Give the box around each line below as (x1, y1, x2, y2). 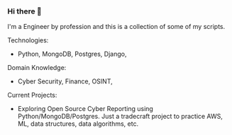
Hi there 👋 (7, 6, 43, 16)
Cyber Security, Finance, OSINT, (17, 77, 113, 86)
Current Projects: (7, 91, 57, 100)
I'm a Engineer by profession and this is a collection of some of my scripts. (7, 23, 226, 31)
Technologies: (7, 36, 49, 45)
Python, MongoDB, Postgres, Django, (17, 49, 127, 59)
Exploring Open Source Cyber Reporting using (17, 105, 154, 113)
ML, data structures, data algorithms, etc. (17, 119, 139, 128)
